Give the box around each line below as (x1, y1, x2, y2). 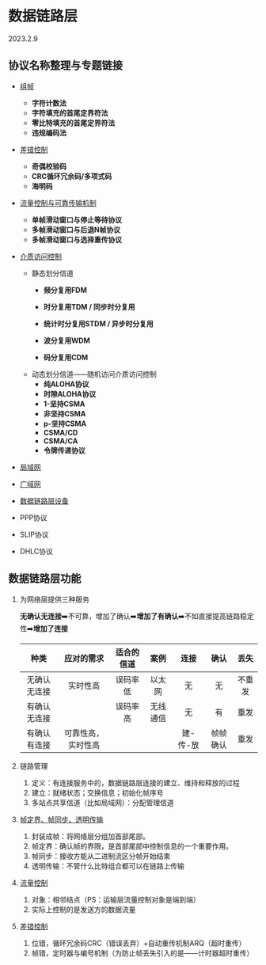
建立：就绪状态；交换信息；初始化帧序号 (31, 788, 164, 797)
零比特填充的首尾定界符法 (31, 118, 116, 127)
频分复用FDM (43, 285, 87, 294)
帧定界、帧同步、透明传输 (19, 815, 104, 824)
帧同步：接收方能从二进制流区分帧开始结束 (31, 851, 171, 861)
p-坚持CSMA (43, 419, 87, 428)
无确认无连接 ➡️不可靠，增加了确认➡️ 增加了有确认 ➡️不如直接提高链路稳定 (19, 611, 255, 621)
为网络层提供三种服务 (19, 595, 89, 604)
